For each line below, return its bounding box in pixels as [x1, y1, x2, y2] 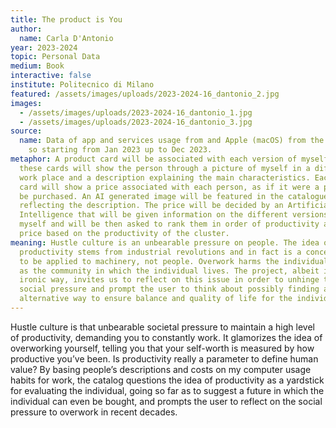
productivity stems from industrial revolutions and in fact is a [19, 247, 302, 257]
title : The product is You [10, 14, 123, 25]
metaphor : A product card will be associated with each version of [10, 154, 298, 164]
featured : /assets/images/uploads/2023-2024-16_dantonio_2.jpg [10, 89, 280, 99]
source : [10, 126, 43, 136]
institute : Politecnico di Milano [10, 80, 155, 90]
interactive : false [10, 71, 92, 81]
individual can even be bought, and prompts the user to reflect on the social [10, 395, 323, 407]
